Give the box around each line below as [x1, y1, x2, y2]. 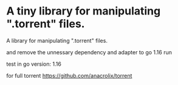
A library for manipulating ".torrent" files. [6, 37, 108, 44]
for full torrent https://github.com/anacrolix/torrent [6, 72, 132, 79]
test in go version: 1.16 [6, 60, 62, 68]
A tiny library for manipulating [6, 4, 161, 18]
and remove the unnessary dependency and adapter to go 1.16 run [6, 48, 172, 55]
